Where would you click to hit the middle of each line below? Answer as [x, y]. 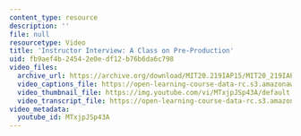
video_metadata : [39, 109]
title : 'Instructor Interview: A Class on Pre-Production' [122, 51]
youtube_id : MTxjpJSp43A [64, 117]
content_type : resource [54, 17]
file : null [30, 34]
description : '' [39, 26]
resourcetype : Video [48, 42]
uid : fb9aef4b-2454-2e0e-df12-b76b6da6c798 [92, 59]
